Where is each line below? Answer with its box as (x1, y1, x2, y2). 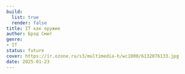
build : (6, 8, 23, 15)
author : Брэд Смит (6, 31, 52, 37)
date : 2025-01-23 (6, 58, 50, 64)
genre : (6, 36, 23, 42)
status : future (6, 48, 45, 54)
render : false (11, 20, 47, 26)
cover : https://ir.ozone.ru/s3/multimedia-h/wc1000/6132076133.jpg (6, 53, 180, 59)
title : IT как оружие (6, 25, 61, 32)
